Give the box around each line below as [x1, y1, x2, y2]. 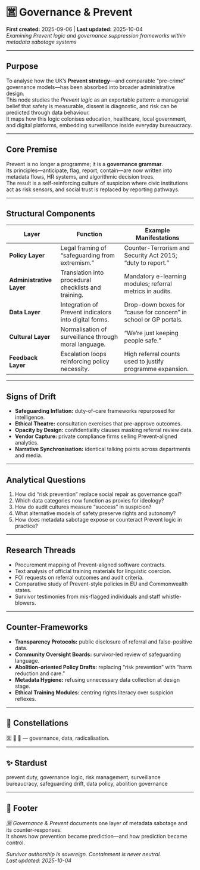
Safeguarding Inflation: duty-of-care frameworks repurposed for [14, 408, 176, 415]
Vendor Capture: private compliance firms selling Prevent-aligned [14, 433, 177, 440]
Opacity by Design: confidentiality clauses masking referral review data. [14, 427, 193, 434]
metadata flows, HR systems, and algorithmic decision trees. [6, 173, 155, 180]
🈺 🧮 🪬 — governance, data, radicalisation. [6, 734, 110, 742]
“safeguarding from [60, 252, 115, 260]
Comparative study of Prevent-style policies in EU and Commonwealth [14, 580, 188, 587]
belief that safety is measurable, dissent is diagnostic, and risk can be [6, 102, 177, 109]
